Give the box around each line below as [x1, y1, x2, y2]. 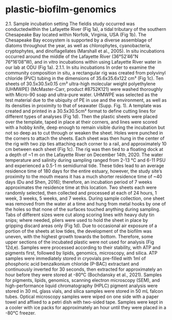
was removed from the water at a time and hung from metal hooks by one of [5, 200, 166, 206]
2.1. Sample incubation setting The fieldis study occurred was [5, 21, 135, 27]
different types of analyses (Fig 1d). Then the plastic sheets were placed [5, 113, 158, 119]
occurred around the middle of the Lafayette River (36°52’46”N [5, 53, 138, 60]
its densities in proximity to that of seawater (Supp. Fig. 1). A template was [5, 102, 162, 108]
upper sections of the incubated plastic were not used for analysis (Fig [5, 239, 155, 245]
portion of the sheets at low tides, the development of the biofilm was [5, 228, 152, 234]
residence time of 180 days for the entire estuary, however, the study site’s [5, 168, 162, 174]
